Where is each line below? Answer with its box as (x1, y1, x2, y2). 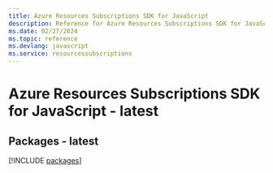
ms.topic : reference (8, 34, 79, 43)
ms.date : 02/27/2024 (8, 27, 79, 35)
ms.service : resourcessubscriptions (8, 50, 132, 58)
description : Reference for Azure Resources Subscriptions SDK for (8, 19, 242, 28)
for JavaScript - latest (8, 102, 159, 120)
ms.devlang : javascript (8, 42, 89, 50)
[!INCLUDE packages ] (8, 156, 82, 165)
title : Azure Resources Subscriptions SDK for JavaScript (8, 11, 209, 20)
